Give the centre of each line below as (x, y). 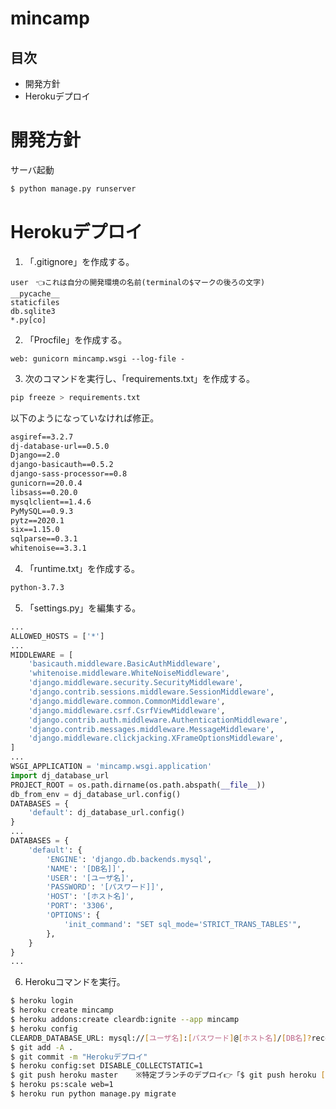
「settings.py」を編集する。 (83, 608)
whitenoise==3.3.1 (48, 548)
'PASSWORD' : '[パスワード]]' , (105, 887)
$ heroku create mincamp (62, 1010)
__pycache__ (35, 293)
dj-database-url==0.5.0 (60, 446)
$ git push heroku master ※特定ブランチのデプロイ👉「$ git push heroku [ (168, 1075)
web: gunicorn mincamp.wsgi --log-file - (98, 358)
